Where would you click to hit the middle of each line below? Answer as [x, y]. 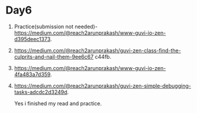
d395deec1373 [32, 39]
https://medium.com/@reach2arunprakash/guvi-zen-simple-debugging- [103, 85]
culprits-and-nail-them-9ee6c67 [54, 56]
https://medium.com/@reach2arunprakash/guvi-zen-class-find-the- [97, 50]
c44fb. [103, 56]
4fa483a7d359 [32, 74]
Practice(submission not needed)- [56, 26]
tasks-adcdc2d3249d [41, 92]
